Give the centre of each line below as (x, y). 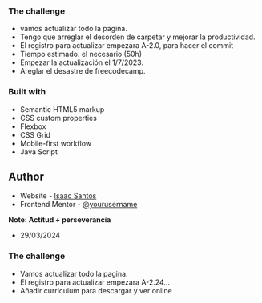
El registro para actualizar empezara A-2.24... (95, 282)
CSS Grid (35, 134)
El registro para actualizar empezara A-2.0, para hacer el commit (127, 46)
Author (26, 176)
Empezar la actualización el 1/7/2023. (82, 62)
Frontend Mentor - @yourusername (79, 205)
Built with (27, 92)
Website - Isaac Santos (58, 196)
